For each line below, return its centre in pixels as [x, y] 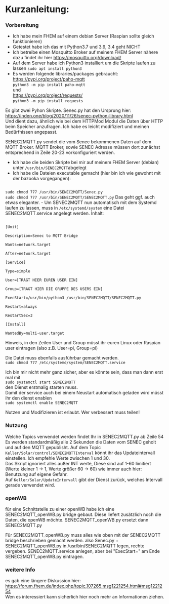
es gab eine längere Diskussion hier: [43, 581]
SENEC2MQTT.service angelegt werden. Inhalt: [55, 213]
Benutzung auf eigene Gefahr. [37, 474]
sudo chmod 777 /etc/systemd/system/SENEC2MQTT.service [65, 363]
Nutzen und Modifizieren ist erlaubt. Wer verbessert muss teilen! [73, 412]
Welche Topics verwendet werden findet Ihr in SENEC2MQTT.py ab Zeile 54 [85, 436]
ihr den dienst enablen [29, 398]
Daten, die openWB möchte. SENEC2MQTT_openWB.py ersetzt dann [77, 520]
